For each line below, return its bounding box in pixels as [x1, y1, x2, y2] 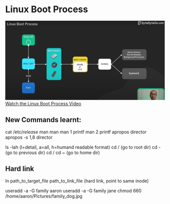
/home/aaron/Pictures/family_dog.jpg [5, 193, 82, 199]
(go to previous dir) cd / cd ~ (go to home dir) [5, 150, 100, 156]
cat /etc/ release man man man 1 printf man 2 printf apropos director [5, 129, 147, 135]
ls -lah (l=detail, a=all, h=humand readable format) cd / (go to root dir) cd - [5, 144, 161, 151]
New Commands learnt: [5, 115, 82, 124]
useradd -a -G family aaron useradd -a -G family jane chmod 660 [5, 188, 142, 194]
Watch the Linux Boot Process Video [5, 101, 81, 107]
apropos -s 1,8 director [5, 134, 53, 140]
